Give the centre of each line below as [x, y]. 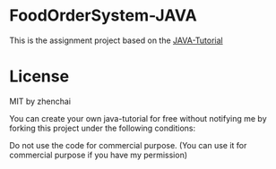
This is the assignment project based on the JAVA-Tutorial [116, 40]
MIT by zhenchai [40, 101]
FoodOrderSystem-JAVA [103, 16]
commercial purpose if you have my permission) [99, 155]
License [39, 76]
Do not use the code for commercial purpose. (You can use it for [128, 145]
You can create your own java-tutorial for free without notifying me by [138, 118]
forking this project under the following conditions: [103, 128]
